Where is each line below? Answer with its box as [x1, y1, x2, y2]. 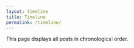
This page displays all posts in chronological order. [6, 36, 129, 43]
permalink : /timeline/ [6, 19, 61, 25]
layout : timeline [6, 8, 49, 15]
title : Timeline [6, 14, 46, 20]
